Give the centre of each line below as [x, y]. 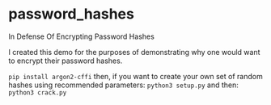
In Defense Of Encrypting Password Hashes [82, 36]
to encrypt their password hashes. [66, 61]
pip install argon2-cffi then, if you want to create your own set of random [135, 76]
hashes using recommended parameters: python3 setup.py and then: [123, 85]
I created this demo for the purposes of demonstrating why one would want [134, 52]
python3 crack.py [38, 92]
